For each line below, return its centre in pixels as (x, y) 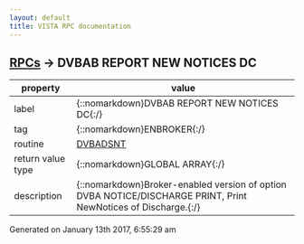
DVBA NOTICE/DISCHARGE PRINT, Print (161, 196)
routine (29, 144)
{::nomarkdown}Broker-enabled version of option (181, 184)
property (41, 89)
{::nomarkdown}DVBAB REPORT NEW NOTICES (177, 103)
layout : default (40, 18)
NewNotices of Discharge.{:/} (138, 207)
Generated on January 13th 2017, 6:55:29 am (93, 230)
